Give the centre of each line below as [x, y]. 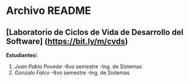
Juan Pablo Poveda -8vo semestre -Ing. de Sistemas [78, 66]
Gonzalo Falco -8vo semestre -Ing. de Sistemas [72, 73]
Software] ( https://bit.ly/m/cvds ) [67, 41]
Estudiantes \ [22, 55]
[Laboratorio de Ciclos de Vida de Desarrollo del [95, 32]
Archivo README [49, 11]
